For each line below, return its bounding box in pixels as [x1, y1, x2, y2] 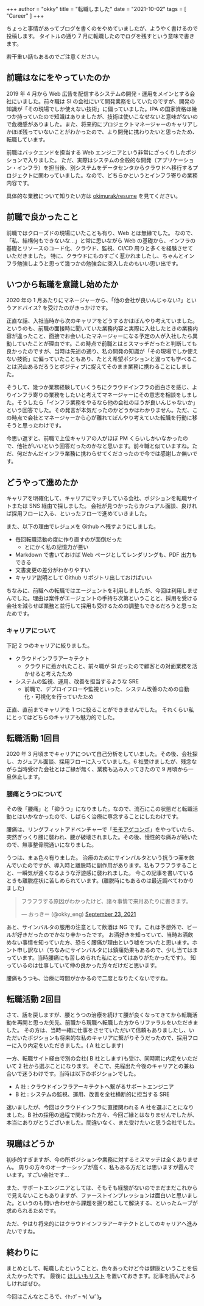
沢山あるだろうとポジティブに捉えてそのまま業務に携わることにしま [16, 363, 187, 371]
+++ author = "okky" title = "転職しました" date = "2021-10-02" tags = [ [6, 5, 187, 12]
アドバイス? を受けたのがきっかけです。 [11, 304, 111, 311]
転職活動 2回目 [6, 994, 62, 1004]
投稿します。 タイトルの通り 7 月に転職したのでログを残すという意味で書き [6, 32, 195, 40]
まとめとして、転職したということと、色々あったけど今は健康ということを [6, 1264, 193, 1272]
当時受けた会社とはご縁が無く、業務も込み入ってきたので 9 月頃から [16, 766, 189, 773]
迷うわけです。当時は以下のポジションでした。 [22, 1070, 139, 1078]
